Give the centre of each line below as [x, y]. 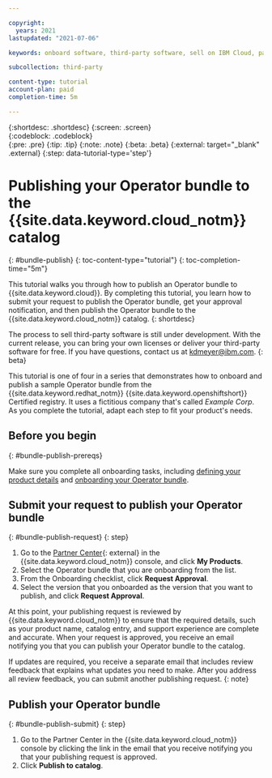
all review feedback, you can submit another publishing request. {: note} [129, 679]
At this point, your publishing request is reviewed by [95, 612]
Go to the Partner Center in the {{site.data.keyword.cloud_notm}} [128, 740]
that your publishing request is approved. [89, 757]
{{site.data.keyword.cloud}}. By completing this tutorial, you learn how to [130, 293]
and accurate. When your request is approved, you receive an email [121, 638]
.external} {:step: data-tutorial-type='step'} [80, 153]
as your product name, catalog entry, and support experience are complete [134, 629]
